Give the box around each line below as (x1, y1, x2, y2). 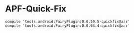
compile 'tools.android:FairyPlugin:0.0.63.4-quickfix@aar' (5, 23, 131, 28)
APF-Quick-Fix (5, 3, 67, 14)
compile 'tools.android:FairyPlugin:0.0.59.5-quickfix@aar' (5, 19, 131, 24)
